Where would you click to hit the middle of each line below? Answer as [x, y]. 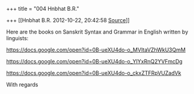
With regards [22, 84]
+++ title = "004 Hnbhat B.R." [43, 9]
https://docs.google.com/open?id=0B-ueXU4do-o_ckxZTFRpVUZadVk [94, 73]
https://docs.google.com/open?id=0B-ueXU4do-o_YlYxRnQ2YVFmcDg [95, 61]
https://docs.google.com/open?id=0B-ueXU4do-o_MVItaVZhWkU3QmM [96, 50]
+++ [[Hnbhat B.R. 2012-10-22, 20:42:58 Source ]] [68, 20]
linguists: [17, 38]
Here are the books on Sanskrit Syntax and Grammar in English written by [97, 32]
